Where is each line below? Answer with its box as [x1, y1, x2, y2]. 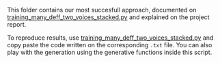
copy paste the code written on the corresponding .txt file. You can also [7, 41, 212, 49]
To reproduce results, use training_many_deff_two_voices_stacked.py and [7, 34, 214, 42]
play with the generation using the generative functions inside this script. [7, 48, 212, 56]
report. [7, 21, 27, 28]
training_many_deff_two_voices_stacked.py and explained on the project [7, 13, 210, 21]
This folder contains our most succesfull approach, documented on [7, 6, 197, 14]
